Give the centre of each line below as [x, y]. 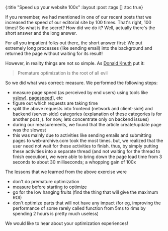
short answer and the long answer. [41, 33]
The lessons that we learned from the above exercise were [66, 172]
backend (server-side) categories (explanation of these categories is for [87, 114]
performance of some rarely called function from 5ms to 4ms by [79, 208]
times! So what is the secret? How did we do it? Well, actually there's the [80, 28]
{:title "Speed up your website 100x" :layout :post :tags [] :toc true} [74, 7]
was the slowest [29, 130]
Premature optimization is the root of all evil [63, 73]
